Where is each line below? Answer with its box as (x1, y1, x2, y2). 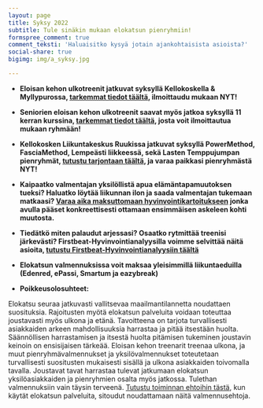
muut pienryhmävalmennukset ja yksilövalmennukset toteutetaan (8, 349, 219, 358)
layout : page (8, 11, 51, 20)
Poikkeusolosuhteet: (19, 284, 89, 293)
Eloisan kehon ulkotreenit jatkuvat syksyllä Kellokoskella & (19, 83, 216, 93)
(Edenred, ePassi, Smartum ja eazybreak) (19, 268, 159, 278)
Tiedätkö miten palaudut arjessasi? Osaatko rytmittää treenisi (19, 228, 227, 237)
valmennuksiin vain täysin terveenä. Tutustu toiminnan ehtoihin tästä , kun (8, 382, 246, 391)
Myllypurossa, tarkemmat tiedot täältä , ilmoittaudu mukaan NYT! (19, 92, 238, 101)
